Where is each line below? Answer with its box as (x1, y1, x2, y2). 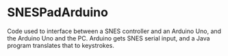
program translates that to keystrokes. (7, 41, 114, 49)
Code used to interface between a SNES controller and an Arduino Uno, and (7, 27, 221, 35)
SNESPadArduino (7, 5, 108, 20)
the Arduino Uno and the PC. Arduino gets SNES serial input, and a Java (7, 34, 210, 42)
